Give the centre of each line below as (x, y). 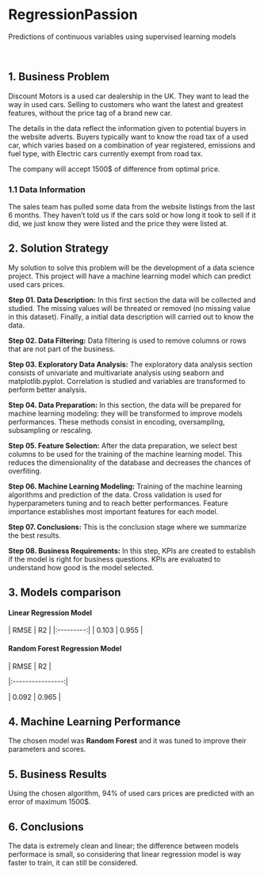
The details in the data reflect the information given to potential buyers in (127, 128)
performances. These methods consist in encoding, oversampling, (117, 421)
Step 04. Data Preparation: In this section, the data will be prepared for (125, 405)
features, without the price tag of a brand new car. (90, 113)
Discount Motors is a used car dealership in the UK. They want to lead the (129, 96)
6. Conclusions (46, 827)
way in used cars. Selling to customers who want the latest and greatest (126, 104)
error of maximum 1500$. (50, 802)
